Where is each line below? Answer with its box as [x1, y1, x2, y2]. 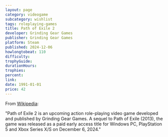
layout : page [5, 7, 33, 13]
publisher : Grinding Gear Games [5, 36, 73, 41]
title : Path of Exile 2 [5, 26, 55, 31]
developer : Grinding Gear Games [5, 31, 73, 36]
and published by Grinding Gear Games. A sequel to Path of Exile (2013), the [5, 115, 163, 121]
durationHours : [5, 63, 37, 68]
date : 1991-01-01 [5, 82, 42, 87]
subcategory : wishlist [5, 17, 53, 22]
